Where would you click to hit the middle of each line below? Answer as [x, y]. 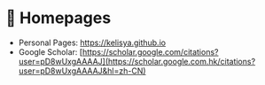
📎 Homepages [58, 18]
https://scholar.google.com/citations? [150, 51]
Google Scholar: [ [51, 51]
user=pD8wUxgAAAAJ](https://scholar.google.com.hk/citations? [137, 61]
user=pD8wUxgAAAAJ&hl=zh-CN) [82, 71]
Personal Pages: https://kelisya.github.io [92, 42]
